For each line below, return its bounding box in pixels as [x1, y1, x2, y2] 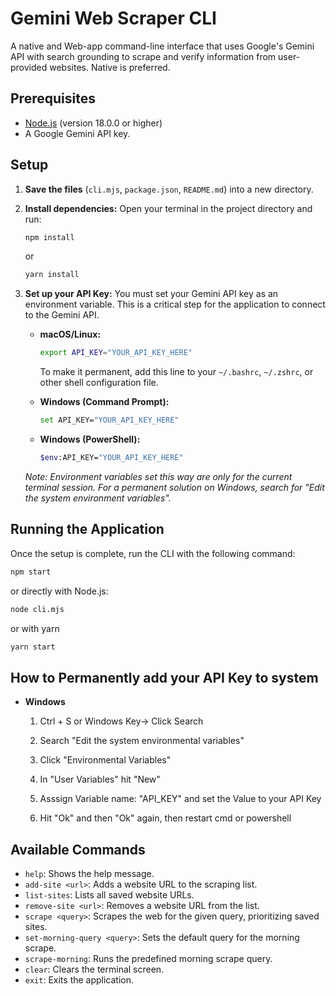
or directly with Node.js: [10, 585, 109, 597]
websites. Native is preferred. [49, 61, 171, 73]
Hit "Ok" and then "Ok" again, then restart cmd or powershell [39, 812, 292, 824]
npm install [24, 232, 75, 242]
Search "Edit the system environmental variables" [39, 735, 245, 747]
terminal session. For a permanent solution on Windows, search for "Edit [24, 481, 325, 493]
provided [10, 61, 48, 73]
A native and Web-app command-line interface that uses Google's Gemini [10, 40, 315, 52]
